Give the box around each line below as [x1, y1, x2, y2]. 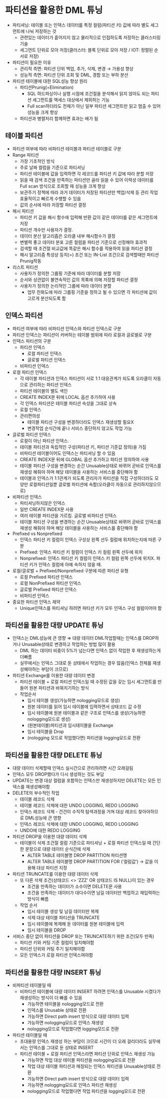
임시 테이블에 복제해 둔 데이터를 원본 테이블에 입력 [27, 921, 124, 927]
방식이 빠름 [27, 896, 49, 902]
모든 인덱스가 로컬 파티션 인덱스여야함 [19, 952, 93, 958]
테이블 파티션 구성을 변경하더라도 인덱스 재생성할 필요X [27, 419, 134, 425]
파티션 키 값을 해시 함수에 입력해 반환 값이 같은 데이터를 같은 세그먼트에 [19, 214, 158, 220]
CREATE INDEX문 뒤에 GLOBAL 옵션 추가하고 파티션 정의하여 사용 [19, 456, 149, 462]
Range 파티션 [12, 152, 39, 158]
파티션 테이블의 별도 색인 [19, 387, 68, 394]
